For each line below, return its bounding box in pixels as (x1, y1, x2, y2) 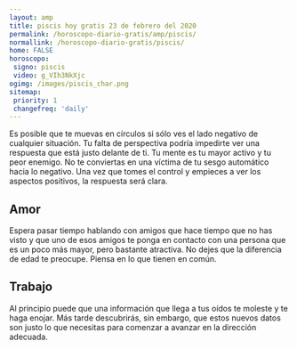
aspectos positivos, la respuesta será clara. (9, 175, 168, 187)
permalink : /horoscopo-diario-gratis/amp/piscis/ (9, 29, 197, 38)
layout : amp (9, 12, 53, 22)
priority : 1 (12, 95, 58, 105)
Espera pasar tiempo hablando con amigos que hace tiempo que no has (9, 225, 273, 236)
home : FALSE (9, 46, 53, 55)
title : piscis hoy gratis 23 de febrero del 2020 (9, 21, 197, 30)
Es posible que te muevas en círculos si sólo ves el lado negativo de (9, 128, 259, 139)
